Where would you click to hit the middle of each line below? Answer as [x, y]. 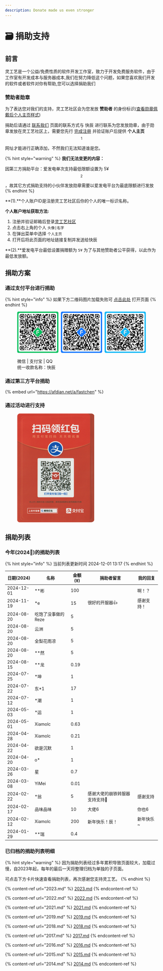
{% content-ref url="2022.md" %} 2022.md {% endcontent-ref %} [72, 898]
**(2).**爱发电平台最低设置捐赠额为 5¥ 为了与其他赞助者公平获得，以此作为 [81, 250]
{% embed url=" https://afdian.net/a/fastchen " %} [55, 392]
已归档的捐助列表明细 [30, 851]
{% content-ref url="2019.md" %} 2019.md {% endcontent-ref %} [71, 917]
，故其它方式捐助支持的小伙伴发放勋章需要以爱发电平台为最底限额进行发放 [79, 186]
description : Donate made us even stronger [50, 10]
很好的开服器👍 [103, 603]
